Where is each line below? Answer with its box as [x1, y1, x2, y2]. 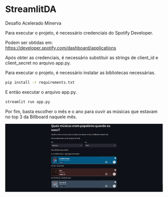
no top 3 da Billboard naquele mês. [5, 114, 77, 120]
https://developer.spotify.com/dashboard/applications [5, 45, 116, 51]
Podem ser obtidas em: [5, 39, 53, 46]
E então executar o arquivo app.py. [5, 89, 77, 95]
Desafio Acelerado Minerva [5, 20, 61, 26]
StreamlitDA [5, 4, 56, 15]
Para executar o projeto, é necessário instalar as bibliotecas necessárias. [5, 69, 156, 76]
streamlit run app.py [5, 99, 50, 104]
